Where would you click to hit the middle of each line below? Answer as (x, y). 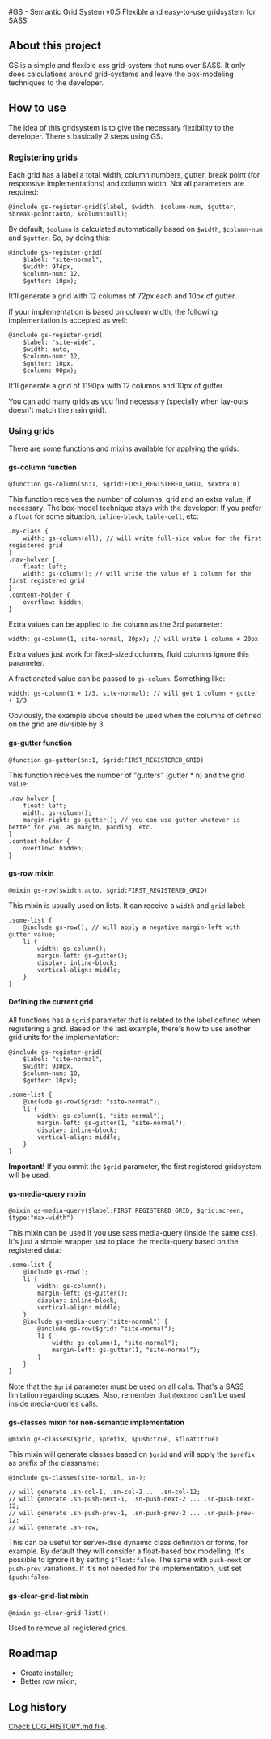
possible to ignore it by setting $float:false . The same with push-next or (130, 1560)
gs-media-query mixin (47, 1193)
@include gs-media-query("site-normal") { (95, 1322)
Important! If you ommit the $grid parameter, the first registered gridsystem (135, 1167)
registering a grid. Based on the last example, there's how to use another (129, 1029)
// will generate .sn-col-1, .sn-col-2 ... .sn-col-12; (104, 1492)
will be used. (30, 1176)
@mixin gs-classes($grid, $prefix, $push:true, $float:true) (114, 1439)
